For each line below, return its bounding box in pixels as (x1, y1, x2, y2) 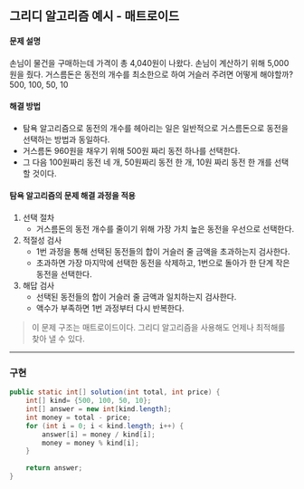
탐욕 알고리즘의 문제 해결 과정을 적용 (9, 190, 136, 201)
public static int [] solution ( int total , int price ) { (9, 388, 221, 397)
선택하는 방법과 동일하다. (22, 134, 110, 145)
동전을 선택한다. (35, 269, 92, 279)
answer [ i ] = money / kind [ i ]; (42, 429, 156, 439)
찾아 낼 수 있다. (31, 333, 85, 344)
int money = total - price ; (25, 413, 131, 422)
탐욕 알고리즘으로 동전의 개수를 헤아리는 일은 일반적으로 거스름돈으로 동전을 (22, 122, 290, 133)
